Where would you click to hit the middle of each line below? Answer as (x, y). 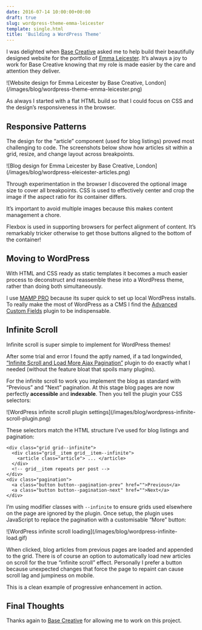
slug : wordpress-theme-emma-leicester (55, 23)
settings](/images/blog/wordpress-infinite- (142, 412)
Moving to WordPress (48, 259)
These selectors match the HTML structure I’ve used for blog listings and (98, 430)
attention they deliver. (33, 71)
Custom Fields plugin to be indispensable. (59, 310)
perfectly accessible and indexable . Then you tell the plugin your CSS (94, 394)
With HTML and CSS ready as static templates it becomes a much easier (97, 273)
